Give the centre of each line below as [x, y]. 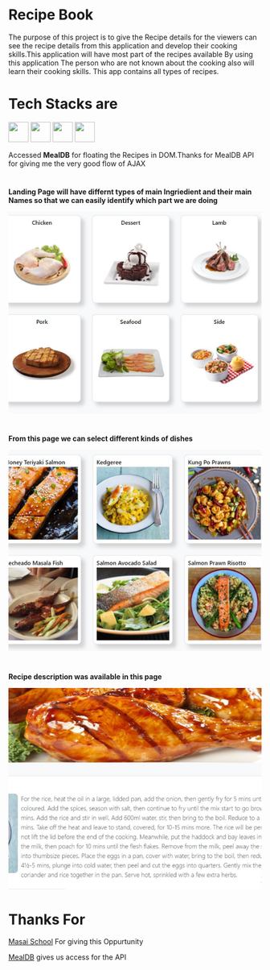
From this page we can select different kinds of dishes [100, 439]
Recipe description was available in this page [85, 677]
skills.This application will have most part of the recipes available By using [131, 54]
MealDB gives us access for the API [67, 957]
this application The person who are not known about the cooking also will [131, 63]
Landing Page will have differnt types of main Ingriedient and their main [130, 192]
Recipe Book [51, 15]
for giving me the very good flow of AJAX [77, 164]
